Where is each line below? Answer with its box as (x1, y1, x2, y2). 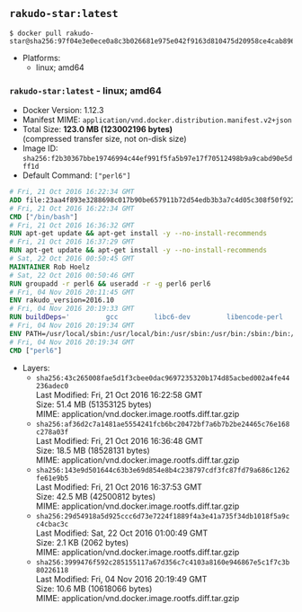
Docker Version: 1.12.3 (22, 105, 104, 116)
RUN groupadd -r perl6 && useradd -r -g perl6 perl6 (9, 279, 211, 288)
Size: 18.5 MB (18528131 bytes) (35, 445, 150, 456)
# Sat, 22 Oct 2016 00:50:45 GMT (9, 254, 135, 263)
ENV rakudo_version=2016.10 (9, 296, 115, 305)
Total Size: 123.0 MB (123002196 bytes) (22, 124, 173, 135)
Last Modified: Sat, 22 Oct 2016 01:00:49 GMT (35, 528, 209, 538)
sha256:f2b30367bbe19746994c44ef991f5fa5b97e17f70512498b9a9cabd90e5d (22, 155, 293, 164)
